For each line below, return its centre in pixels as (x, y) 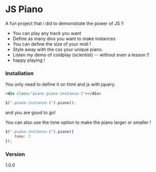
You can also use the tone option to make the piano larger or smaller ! (78, 122)
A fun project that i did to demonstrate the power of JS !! (64, 23)
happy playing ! (29, 60)
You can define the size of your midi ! (52, 44)
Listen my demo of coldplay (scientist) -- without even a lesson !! (81, 55)
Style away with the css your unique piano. (58, 49)
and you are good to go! (31, 112)
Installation (20, 73)
